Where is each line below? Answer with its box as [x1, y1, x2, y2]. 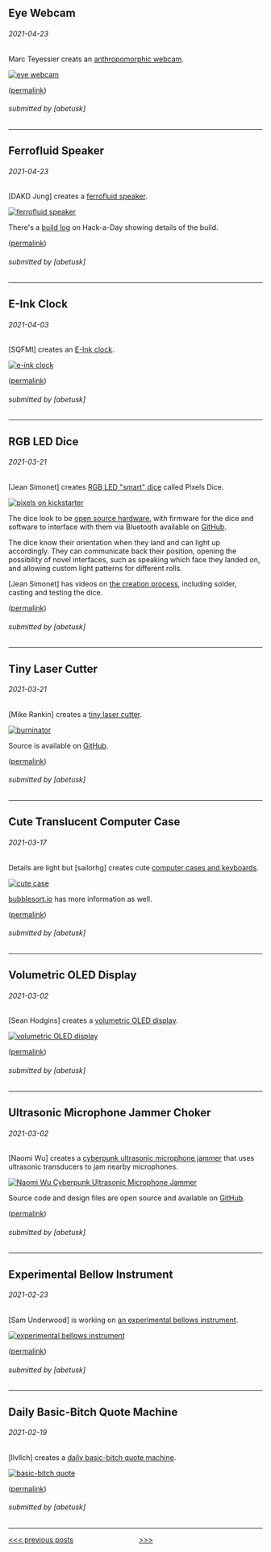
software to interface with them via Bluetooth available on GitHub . [8, 522, 227, 532]
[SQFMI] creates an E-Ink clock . [8, 344, 115, 354]
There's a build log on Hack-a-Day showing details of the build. [8, 223, 219, 232]
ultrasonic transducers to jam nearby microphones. [8, 1162, 179, 1172]
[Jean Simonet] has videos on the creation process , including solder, [8, 578, 237, 588]
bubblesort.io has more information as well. [8, 894, 152, 903]
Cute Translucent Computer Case [8, 815, 181, 829]
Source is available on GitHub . [8, 741, 109, 750]
